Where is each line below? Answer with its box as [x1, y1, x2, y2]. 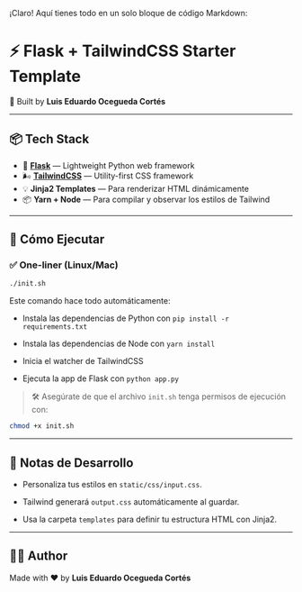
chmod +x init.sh [9, 422, 75, 431]
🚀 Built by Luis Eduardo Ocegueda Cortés [9, 96, 166, 106]
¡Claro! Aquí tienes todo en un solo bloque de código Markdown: [9, 8, 248, 18]
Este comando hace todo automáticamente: [9, 296, 171, 306]
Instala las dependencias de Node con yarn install [22, 338, 216, 350]
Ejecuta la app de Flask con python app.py [22, 373, 180, 384]
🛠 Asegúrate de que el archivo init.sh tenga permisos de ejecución [31, 391, 286, 402]
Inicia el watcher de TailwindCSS [22, 356, 144, 367]
